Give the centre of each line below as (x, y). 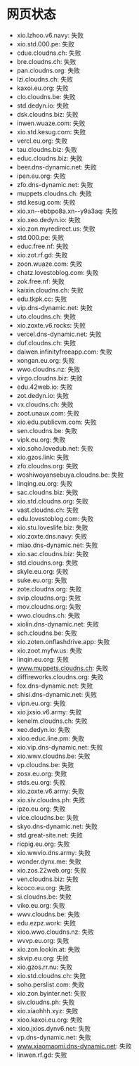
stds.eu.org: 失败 (41, 782)
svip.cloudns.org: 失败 (49, 598)
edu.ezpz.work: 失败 (46, 923)
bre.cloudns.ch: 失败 (46, 61)
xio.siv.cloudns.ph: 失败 (51, 799)
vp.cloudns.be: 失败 (45, 764)
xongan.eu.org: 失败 (46, 360)
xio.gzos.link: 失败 (43, 457)
